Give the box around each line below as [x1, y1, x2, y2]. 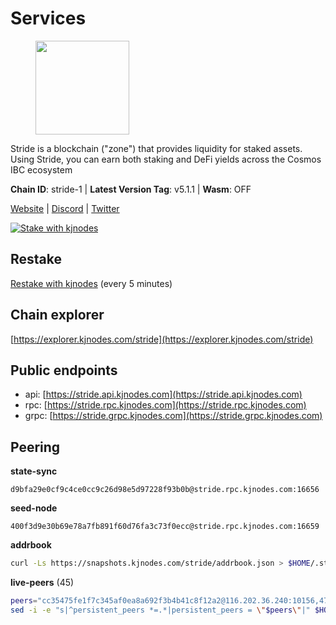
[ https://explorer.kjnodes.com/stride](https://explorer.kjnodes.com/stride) [10, 333, 314, 345]
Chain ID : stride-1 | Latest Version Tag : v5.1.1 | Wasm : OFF [10, 183, 252, 195]
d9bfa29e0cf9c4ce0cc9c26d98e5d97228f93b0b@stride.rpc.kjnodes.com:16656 [10, 485, 320, 495]
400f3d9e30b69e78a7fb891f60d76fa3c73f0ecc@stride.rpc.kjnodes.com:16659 [10, 522, 320, 532]
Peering [10, 438, 61, 456]
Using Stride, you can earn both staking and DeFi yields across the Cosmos [10, 153, 322, 165]
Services [10, 7, 87, 30]
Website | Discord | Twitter [10, 202, 120, 214]
